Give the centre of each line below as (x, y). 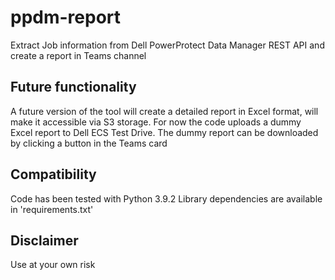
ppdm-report (66, 17)
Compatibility (53, 174)
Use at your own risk (53, 265)
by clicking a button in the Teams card (89, 143)
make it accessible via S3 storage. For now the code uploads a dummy (156, 122)
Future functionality (73, 87)
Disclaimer (44, 240)
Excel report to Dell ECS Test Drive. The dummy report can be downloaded (164, 132)
